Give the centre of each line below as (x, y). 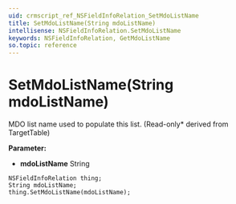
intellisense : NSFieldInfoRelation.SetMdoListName (95, 30)
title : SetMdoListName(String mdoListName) (82, 23)
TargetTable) (29, 133)
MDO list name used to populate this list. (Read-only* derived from (118, 124)
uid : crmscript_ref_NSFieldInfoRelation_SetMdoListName (104, 16)
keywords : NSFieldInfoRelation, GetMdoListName (90, 38)
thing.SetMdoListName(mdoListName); (69, 193)
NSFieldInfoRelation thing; (55, 178)
